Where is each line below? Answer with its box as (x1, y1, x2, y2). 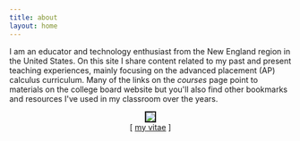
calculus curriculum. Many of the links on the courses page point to (9, 74, 258, 85)
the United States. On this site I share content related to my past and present (9, 55, 292, 66)
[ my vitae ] (129, 121, 172, 132)
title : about (9, 12, 58, 22)
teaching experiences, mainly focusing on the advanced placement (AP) (9, 64, 276, 76)
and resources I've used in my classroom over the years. (9, 93, 219, 104)
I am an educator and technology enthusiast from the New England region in (9, 46, 291, 56)
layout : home (9, 21, 58, 30)
